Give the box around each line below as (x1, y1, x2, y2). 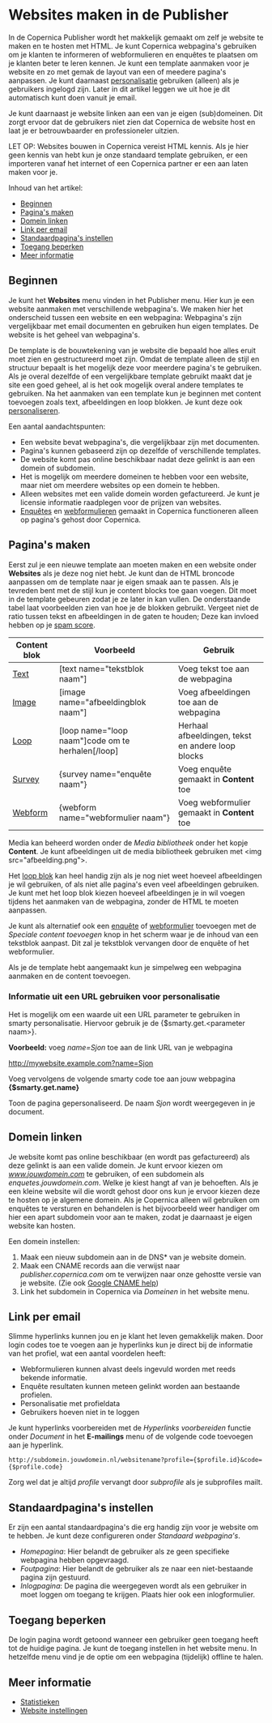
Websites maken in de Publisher (8, 6, 229, 24)
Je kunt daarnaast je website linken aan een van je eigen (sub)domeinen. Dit (8, 108, 263, 118)
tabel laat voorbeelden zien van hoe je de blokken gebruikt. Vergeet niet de (8, 602, 259, 613)
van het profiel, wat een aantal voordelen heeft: (8, 1349, 166, 1358)
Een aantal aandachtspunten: (8, 421, 106, 431)
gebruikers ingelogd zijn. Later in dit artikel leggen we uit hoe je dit (8, 83, 231, 94)
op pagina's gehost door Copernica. (19, 515, 142, 524)
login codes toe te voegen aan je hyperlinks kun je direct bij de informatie (8, 1340, 253, 1350)
